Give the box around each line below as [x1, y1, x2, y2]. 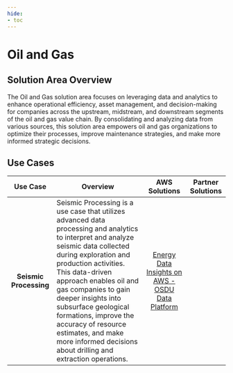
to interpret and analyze [56, 233, 135, 242]
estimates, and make [56, 328, 124, 338]
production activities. [56, 258, 126, 268]
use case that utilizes [56, 206, 126, 216]
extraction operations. [56, 354, 128, 364]
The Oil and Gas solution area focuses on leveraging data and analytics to [7, 92, 218, 101]
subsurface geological [56, 302, 130, 312]
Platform [150, 302, 178, 312]
